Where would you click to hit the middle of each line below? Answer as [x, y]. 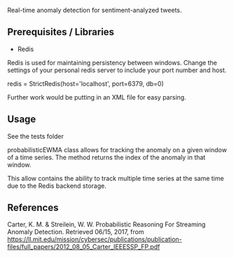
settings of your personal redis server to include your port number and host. [117, 70]
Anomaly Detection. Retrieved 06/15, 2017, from [76, 232]
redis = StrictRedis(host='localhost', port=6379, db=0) [86, 83]
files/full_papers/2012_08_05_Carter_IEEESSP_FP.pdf [84, 247]
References [33, 208]
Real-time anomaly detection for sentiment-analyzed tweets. [95, 10]
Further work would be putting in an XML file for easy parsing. [97, 97]
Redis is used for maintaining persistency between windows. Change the [112, 62]
